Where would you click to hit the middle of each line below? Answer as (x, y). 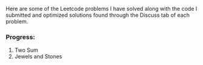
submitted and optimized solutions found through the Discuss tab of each (98, 15)
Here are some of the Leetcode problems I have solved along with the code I (101, 9)
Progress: (21, 37)
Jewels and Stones (38, 57)
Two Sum (26, 50)
